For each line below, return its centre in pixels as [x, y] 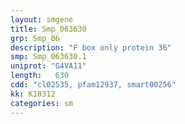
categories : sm [42, 103]
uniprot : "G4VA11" [48, 66]
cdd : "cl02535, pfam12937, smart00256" [93, 85]
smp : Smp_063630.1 [48, 57]
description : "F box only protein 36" [91, 47]
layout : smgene [42, 19]
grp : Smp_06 [35, 38]
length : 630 [40, 76]
